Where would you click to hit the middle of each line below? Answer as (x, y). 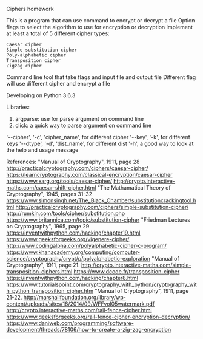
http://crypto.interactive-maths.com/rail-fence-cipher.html (79, 310)
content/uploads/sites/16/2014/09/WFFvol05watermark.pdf (81, 304)
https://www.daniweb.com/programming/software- (70, 323)
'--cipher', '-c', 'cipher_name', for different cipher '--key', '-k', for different (98, 137)
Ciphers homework (30, 9)
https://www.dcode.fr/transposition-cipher (127, 272)
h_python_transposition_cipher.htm (50, 291)
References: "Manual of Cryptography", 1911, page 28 (73, 162)
